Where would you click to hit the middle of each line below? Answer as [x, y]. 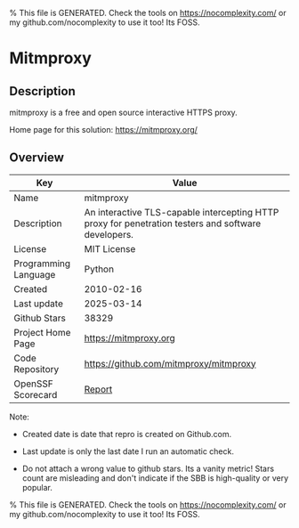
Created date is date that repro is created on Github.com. [127, 434]
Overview [37, 158]
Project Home [42, 332]
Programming [42, 264]
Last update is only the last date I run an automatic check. [128, 451]
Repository [36, 369]
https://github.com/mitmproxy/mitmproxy [170, 363]
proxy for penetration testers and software [173, 223]
